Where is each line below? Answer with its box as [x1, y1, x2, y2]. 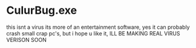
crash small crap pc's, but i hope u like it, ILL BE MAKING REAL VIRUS [6, 29, 180, 37]
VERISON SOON [6, 36, 47, 43]
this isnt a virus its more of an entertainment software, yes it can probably [6, 23, 190, 31]
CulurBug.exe [6, 4, 77, 17]
